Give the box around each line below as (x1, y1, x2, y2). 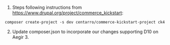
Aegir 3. (12, 34, 29, 40)
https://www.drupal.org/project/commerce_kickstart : (12, 10, 124, 16)
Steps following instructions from (12, 5, 82, 10)
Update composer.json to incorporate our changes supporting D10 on (12, 29, 159, 35)
